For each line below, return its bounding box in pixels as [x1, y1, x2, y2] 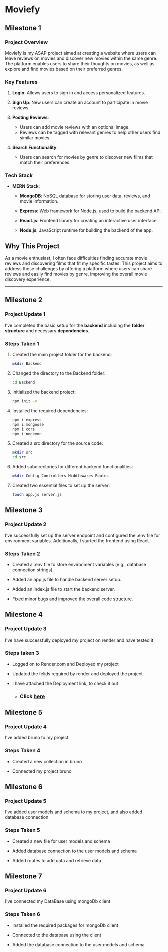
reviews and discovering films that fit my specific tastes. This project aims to [5, 260, 163, 266]
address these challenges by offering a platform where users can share [5, 266, 152, 272]
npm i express [12, 417, 42, 422]
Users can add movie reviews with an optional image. [19, 124, 130, 130]
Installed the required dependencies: [12, 407, 88, 414]
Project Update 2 [5, 521, 47, 528]
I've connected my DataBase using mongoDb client [5, 898, 111, 904]
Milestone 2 [5, 295, 43, 304]
